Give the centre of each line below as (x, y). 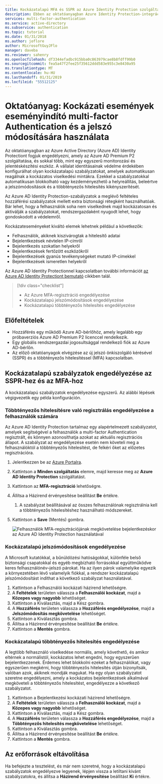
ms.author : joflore (25, 41)
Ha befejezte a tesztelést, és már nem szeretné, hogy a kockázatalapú (75, 766)
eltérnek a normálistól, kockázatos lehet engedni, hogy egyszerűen (72, 658)
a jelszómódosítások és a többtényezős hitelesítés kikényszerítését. (73, 187)
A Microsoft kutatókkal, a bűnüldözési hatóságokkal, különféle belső (73, 557)
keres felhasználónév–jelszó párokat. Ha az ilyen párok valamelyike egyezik (81, 568)
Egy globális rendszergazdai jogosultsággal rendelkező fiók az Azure (81, 342)
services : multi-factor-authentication (45, 18)
